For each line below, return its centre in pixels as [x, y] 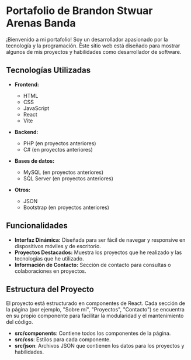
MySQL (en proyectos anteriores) [63, 172]
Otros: [22, 190]
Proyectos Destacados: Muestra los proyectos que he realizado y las [98, 252]
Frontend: [27, 84]
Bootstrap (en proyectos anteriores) [66, 207]
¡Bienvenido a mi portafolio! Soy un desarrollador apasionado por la [87, 39]
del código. [20, 322]
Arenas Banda [41, 23]
